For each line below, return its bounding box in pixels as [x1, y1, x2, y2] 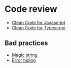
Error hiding [11, 57, 36, 63]
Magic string [11, 52, 37, 58]
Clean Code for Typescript [11, 24, 66, 30]
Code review [4, 3, 58, 15]
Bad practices [4, 39, 48, 47]
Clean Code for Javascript [11, 20, 66, 25]
